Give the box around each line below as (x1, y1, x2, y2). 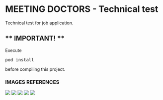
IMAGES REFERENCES (5, 78, 60, 85)
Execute (5, 47, 22, 53)
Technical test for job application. (5, 20, 74, 26)
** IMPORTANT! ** (5, 34, 65, 43)
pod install (5, 57, 34, 62)
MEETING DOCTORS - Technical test (5, 3, 159, 15)
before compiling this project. (5, 66, 66, 72)
